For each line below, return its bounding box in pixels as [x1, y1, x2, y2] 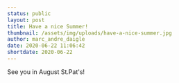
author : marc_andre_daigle [7, 36, 85, 43]
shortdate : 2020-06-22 [7, 49, 73, 56]
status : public [7, 10, 51, 17]
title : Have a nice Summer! [7, 23, 89, 30]
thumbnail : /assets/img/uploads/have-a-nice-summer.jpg [7, 29, 172, 37]
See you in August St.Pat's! [7, 67, 85, 76]
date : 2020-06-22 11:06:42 [7, 42, 85, 49]
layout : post [7, 17, 45, 24]
